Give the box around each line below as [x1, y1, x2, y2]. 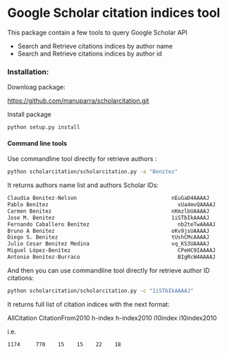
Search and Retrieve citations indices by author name [17, 42, 173, 50]
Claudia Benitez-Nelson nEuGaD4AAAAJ [7, 195, 210, 202]
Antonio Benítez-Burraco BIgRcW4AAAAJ [7, 253, 216, 261]
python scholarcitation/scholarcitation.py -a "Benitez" [7, 168, 178, 175]
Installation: [7, 67, 49, 77]
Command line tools [7, 139, 68, 147]
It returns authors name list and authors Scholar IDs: [7, 181, 159, 189]
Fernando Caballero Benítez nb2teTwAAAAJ [7, 220, 216, 228]
